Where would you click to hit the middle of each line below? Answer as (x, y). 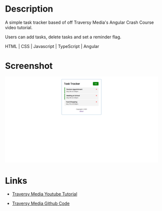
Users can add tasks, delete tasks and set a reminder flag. (63, 37)
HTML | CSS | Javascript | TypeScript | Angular (52, 46)
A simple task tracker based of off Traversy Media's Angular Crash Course (80, 22)
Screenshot (29, 66)
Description (29, 9)
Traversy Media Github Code (41, 203)
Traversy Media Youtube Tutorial (45, 194)
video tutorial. (19, 27)
